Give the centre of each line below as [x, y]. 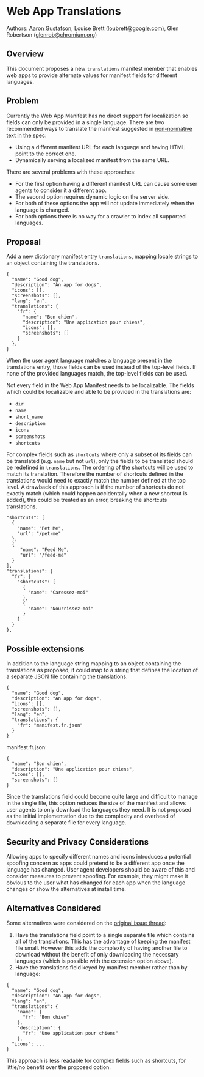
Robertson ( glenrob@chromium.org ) [52, 34]
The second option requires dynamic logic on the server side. [92, 196]
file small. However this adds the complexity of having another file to [101, 948]
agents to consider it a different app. [61, 190]
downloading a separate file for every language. [66, 823]
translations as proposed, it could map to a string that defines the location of [102, 670]
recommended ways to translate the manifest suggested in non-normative [100, 128]
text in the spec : [26, 135]
